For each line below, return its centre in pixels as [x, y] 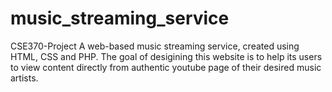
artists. [24, 78]
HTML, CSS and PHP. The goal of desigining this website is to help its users [166, 56]
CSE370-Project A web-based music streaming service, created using [155, 46]
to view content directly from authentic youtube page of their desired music [166, 67]
